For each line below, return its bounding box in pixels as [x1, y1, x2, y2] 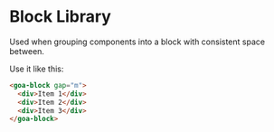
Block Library [9, 6, 111, 27]
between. [9, 45, 45, 56]
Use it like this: [9, 63, 64, 74]
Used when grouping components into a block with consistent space [9, 36, 265, 47]
